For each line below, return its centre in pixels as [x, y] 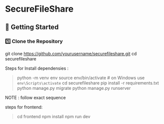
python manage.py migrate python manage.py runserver [74, 88]
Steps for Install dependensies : [37, 68]
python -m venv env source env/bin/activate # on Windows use [81, 78]
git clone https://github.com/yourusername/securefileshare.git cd [71, 53]
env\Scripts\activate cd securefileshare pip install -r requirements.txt [88, 83]
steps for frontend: [24, 107]
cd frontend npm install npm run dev [54, 116]
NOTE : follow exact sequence [35, 97]
